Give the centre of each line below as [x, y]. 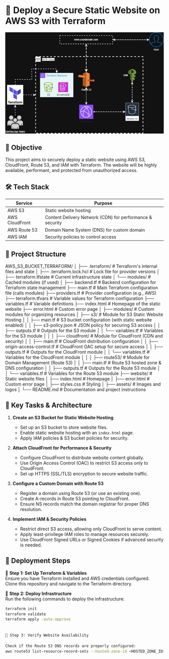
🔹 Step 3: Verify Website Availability [47, 635]
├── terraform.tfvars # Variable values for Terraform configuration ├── [80, 298]
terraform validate [26, 614]
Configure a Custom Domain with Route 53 [58, 483]
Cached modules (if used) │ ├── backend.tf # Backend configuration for [81, 283]
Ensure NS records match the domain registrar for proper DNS [84, 504]
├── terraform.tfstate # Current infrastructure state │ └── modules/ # [78, 277]
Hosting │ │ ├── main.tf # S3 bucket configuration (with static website [79, 320]
